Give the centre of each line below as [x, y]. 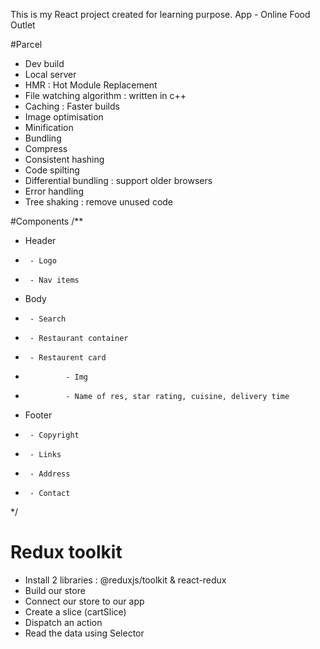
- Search [48, 319]
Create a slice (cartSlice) [75, 611]
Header [40, 240]
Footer [38, 415]
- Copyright [54, 435]
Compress [46, 148]
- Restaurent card [68, 358]
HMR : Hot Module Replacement [91, 85]
